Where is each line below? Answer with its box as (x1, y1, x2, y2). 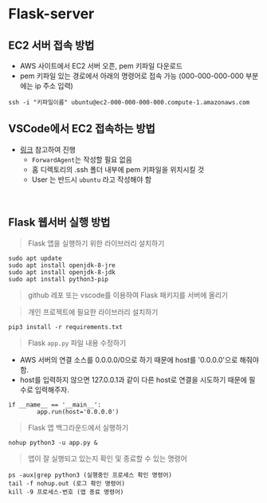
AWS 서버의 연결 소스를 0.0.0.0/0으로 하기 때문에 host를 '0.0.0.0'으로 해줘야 (19, 355, 259, 364)
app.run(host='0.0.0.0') (37, 407, 120, 415)
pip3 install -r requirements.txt (8, 323, 124, 331)
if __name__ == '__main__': (8, 400, 102, 409)
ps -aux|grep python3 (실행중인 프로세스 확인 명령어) (8, 471, 173, 479)
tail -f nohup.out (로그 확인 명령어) (8, 479, 126, 487)
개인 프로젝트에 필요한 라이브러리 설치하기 (27, 307, 159, 316)
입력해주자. (34, 384, 69, 395)
